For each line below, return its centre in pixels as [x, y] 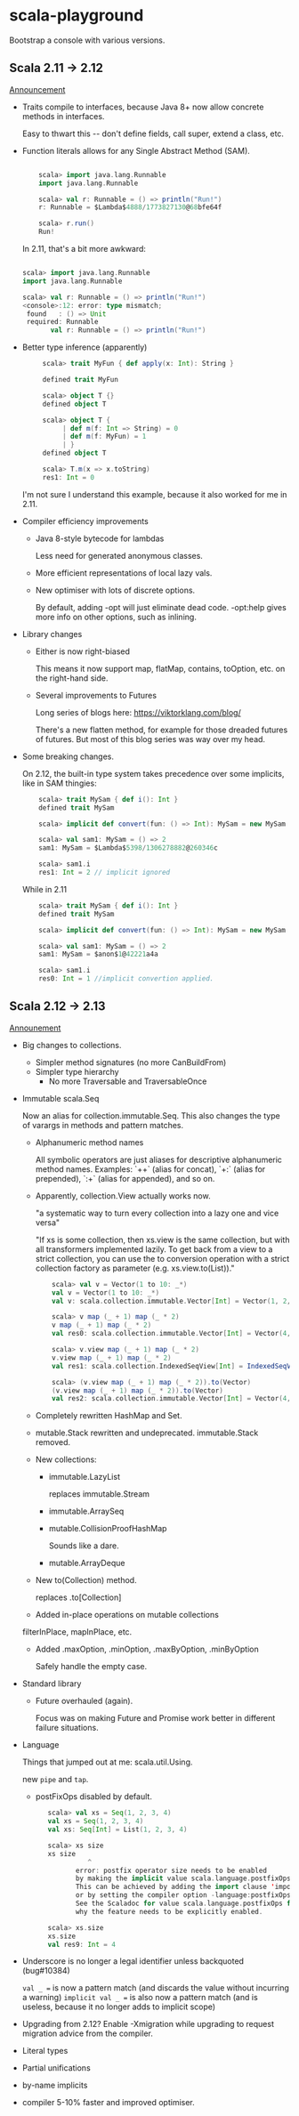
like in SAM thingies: [59, 783]
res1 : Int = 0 [69, 477]
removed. [53, 1442]
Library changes [52, 634]
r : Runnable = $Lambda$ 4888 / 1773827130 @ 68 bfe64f [130, 207]
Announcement [37, 89]
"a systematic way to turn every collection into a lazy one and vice [157, 1213]
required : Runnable [62, 322]
